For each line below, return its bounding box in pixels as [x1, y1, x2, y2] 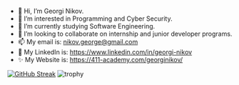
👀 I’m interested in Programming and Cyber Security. [17, 14, 173, 23]
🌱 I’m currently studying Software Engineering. [17, 22, 156, 30]
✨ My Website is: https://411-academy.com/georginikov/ [17, 56, 183, 64]
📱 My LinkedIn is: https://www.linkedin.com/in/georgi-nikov [17, 48, 193, 56]
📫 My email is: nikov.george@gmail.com [17, 38, 138, 46]
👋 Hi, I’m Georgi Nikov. [17, 7, 84, 15]
